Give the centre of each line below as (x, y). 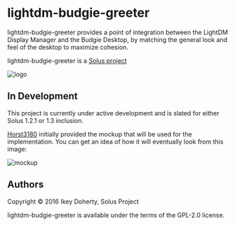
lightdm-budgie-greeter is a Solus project (67, 60)
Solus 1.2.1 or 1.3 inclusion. (46, 120)
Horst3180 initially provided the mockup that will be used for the (100, 134)
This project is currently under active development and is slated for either (113, 113)
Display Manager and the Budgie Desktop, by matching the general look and (117, 39)
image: (17, 149)
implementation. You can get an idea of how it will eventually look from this (115, 141)
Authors (26, 184)
